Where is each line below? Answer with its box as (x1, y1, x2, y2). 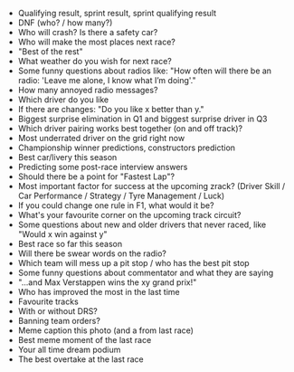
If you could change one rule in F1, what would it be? (17, 200, 214, 211)
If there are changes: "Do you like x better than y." (17, 104, 205, 114)
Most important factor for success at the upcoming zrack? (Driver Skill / (17, 181, 286, 191)
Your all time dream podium (17, 344, 121, 355)
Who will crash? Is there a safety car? (17, 27, 158, 37)
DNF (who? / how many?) (17, 17, 113, 28)
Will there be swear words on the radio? (17, 248, 167, 259)
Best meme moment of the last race (17, 335, 152, 345)
